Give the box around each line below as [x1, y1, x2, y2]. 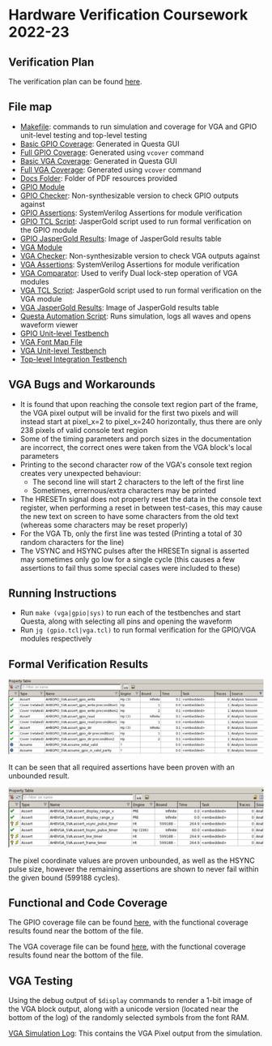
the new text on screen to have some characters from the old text [19, 511, 239, 521]
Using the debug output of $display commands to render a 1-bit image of [8, 996, 253, 1005]
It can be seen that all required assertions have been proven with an [8, 762, 235, 772]
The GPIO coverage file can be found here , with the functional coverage [8, 918, 249, 928]
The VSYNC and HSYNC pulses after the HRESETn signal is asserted [19, 546, 249, 555]
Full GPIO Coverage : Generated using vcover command [19, 148, 205, 157]
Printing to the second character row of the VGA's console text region [19, 460, 253, 469]
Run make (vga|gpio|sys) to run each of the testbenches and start [19, 608, 241, 618]
